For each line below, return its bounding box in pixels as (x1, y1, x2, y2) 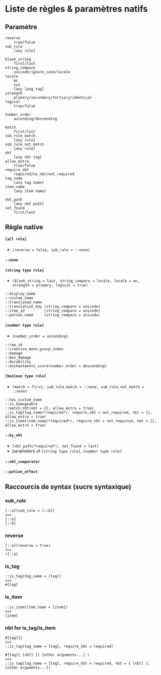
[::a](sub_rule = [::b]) (5, 508, 55, 513)
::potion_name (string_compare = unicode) (5, 312, 101, 318)
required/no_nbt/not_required (14, 172, 75, 176)
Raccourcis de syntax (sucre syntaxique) (5, 483, 132, 491)
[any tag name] (14, 180, 44, 185)
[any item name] (14, 189, 47, 193)
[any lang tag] (14, 87, 44, 91)
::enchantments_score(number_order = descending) (5, 363, 107, 368)
